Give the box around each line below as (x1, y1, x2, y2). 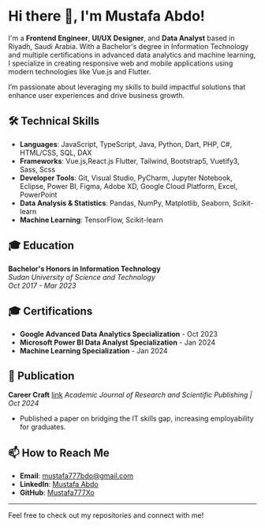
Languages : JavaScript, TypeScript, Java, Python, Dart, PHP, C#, (19, 139, 233, 149)
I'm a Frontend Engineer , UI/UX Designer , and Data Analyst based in (8, 33, 235, 43)
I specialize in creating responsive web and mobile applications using (8, 58, 233, 68)
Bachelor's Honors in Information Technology (8, 264, 161, 273)
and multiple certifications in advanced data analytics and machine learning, (8, 50, 256, 59)
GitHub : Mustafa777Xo (19, 488, 95, 497)
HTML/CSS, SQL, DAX (19, 148, 92, 157)
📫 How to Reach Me (8, 446, 110, 459)
